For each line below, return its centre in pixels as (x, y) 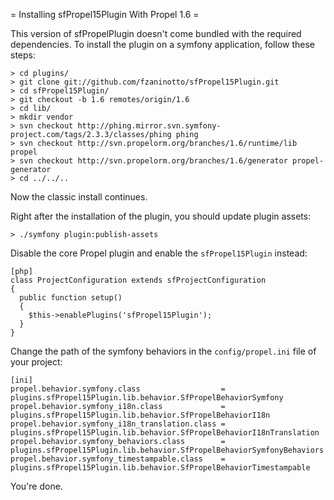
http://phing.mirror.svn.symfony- (149, 126)
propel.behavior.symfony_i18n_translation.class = (118, 424)
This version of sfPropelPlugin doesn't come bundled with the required (156, 33)
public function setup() (71, 298)
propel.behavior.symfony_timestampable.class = (118, 459)
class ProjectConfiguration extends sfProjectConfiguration (138, 280)
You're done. (36, 486)
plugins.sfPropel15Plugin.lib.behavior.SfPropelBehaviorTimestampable (160, 468)
